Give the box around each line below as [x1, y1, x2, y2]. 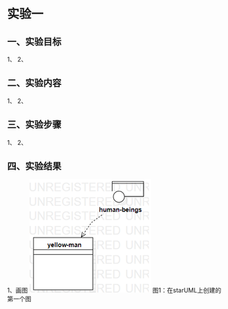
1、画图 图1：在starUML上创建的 [7, 286, 222, 295]
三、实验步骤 [7, 119, 62, 130]
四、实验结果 [7, 161, 62, 172]
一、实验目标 [7, 36, 62, 47]
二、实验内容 [7, 77, 62, 89]
